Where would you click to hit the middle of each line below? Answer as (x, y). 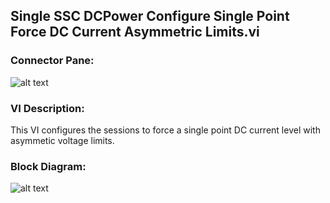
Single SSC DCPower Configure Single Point (150, 16)
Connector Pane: (52, 61)
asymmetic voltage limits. (62, 140)
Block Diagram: (48, 166)
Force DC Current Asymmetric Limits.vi (135, 32)
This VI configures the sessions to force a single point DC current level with (165, 130)
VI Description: (47, 108)
